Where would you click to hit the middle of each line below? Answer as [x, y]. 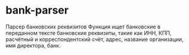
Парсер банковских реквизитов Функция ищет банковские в [83, 27]
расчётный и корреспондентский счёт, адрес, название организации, [94, 39]
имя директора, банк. [33, 46]
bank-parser [37, 10]
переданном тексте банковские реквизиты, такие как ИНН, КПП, [89, 33]
